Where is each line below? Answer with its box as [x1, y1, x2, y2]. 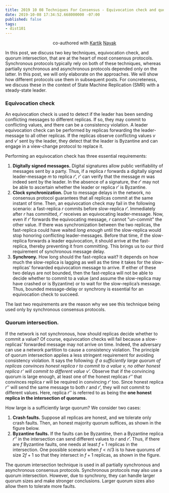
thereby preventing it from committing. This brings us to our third [29, 243, 164, 250]
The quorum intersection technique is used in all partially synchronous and [5, 462, 160, 468]
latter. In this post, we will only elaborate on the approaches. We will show [5, 71, 158, 77]
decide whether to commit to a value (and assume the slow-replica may [12, 275, 161, 281]
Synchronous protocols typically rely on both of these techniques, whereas [5, 60, 161, 67]
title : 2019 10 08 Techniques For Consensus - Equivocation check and [5, 7, 156, 13]
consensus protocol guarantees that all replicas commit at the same [12, 195, 153, 201]
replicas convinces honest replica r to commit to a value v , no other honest [5, 362, 161, 368]
